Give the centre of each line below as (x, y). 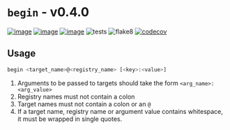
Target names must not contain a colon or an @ (84, 104)
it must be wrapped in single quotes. (70, 119)
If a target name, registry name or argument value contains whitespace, (120, 111)
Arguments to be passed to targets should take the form (98, 83)
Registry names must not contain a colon (76, 96)
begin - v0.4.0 (48, 12)
